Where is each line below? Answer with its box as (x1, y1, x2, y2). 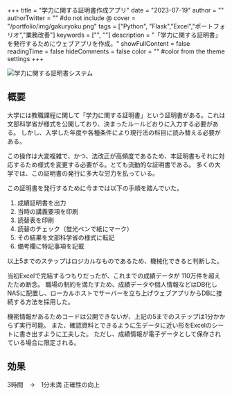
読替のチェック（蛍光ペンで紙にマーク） (17, 224, 133, 233)
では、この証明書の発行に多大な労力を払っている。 (12, 169, 159, 177)
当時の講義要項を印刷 (17, 207, 78, 215)
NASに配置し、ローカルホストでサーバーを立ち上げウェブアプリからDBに (7, 289, 217, 297)
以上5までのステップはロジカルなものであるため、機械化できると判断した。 (7, 256, 223, 265)
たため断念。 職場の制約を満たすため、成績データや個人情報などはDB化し (7, 280, 218, 288)
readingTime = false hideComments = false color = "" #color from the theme (7, 47, 225, 56)
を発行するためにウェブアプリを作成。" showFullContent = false (7, 40, 190, 47)
